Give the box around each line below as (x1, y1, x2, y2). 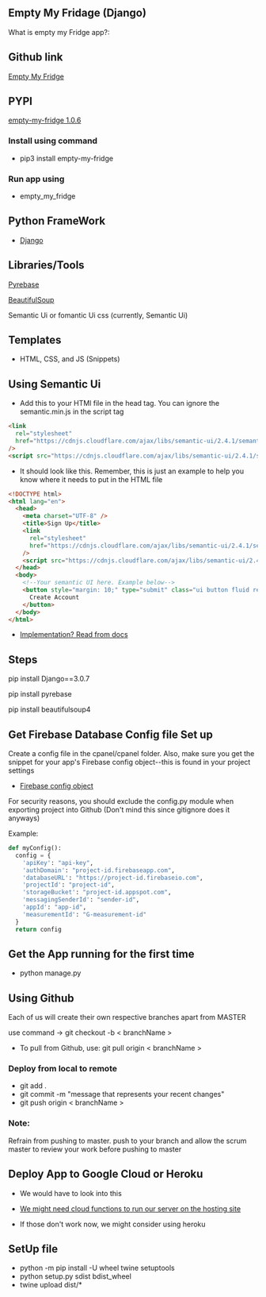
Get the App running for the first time (8, 947, 196, 960)
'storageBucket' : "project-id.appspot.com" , (22, 889, 172, 897)
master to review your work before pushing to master (8, 1144, 182, 1154)
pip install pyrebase (8, 689, 73, 699)
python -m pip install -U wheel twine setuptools (19, 1263, 176, 1273)
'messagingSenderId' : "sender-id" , (22, 896, 140, 904)
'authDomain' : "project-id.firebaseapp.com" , (22, 866, 176, 874)
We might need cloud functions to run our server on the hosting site (19, 1203, 241, 1214)
